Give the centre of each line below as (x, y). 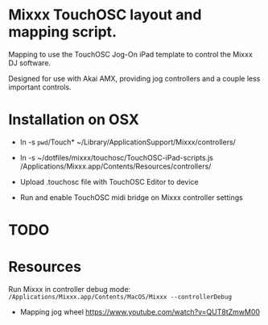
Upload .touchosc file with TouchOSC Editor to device (109, 181)
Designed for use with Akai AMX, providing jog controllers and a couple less (134, 78)
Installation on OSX (74, 120)
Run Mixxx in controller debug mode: (70, 289)
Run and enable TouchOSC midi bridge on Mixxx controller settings (131, 197)
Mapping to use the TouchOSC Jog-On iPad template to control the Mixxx (131, 54)
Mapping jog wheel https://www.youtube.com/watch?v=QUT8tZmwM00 (140, 312)
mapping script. (62, 32)
